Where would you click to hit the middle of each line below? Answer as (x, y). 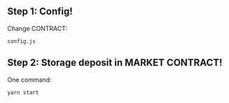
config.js (22, 41)
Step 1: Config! (40, 12)
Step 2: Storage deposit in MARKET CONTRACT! (115, 63)
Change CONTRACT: (37, 28)
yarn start (23, 92)
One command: (29, 79)
